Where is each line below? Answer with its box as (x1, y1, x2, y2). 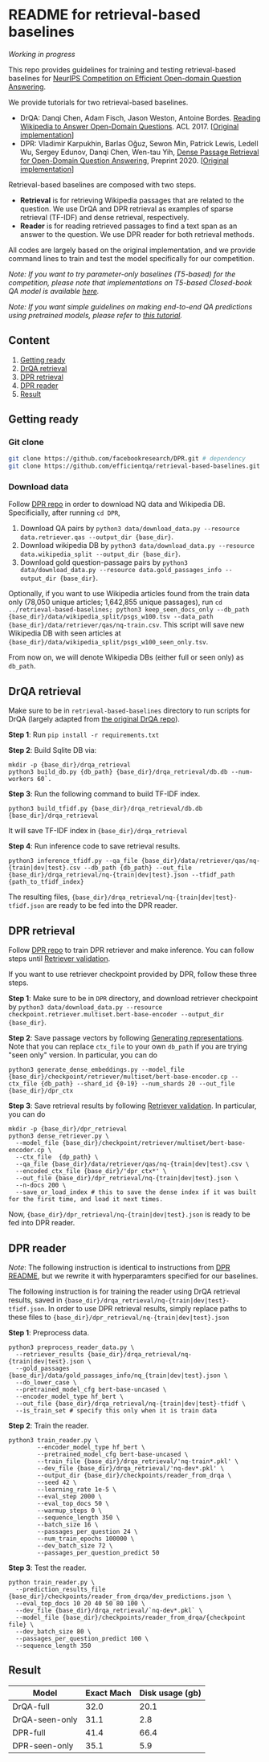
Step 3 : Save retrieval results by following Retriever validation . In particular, (8, 1101, 257, 1110)
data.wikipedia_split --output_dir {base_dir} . (19, 549, 181, 559)
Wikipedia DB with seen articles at (8, 628, 122, 638)
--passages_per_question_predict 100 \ (15, 1634, 149, 1642)
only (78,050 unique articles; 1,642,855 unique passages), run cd (8, 597, 222, 607)
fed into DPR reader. (8, 1218, 75, 1228)
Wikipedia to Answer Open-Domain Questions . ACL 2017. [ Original (19, 121, 239, 131)
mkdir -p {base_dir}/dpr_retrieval (8, 1125, 128, 1134)
